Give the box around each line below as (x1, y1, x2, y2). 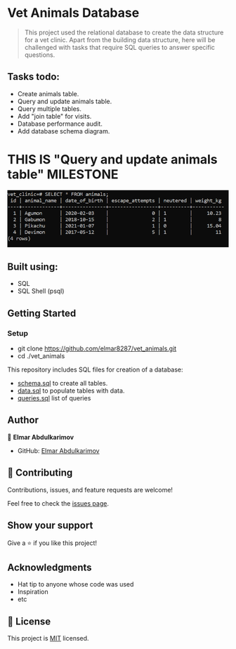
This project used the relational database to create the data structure (24, 28, 224, 37)
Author (7, 414, 39, 426)
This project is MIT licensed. (7, 634, 89, 643)
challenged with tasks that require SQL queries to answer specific (24, 43, 216, 51)
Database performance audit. (17, 119, 103, 128)
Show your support (7, 520, 93, 532)
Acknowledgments (7, 561, 93, 573)
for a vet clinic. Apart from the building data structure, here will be (24, 35, 216, 44)
